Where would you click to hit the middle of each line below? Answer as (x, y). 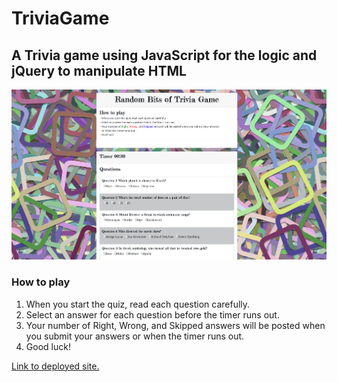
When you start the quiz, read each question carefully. (138, 304)
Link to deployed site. (55, 366)
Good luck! (48, 346)
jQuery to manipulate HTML (99, 70)
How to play (41, 282)
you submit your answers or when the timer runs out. (135, 336)
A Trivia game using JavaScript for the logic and (164, 55)
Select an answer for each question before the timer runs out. (152, 314)
